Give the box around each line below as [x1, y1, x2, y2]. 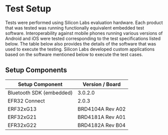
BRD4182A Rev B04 [77, 121, 126, 128]
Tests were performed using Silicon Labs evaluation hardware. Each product [5, 19, 163, 25]
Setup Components [5, 66, 67, 74]
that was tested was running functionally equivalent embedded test [5, 24, 144, 30]
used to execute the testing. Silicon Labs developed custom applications [5, 46, 155, 52]
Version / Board [82, 80, 121, 87]
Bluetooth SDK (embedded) [8, 89, 73, 96]
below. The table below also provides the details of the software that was [5, 40, 156, 46]
